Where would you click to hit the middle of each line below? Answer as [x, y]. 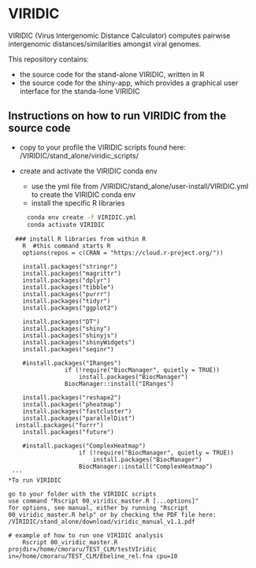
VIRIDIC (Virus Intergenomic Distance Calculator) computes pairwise [119, 35]
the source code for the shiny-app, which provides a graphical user [129, 83]
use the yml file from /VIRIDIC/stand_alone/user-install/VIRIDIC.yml [140, 186]
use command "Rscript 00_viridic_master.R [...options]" [104, 501]
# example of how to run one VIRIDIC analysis [86, 535]
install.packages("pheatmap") [72, 404]
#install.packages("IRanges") [72, 363]
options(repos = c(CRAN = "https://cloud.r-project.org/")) [123, 253]
